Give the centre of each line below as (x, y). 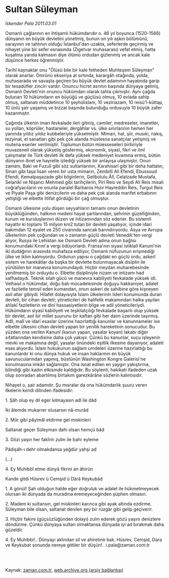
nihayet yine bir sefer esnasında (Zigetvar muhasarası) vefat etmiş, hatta (80, 49)
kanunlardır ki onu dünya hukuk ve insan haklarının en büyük (68, 353)
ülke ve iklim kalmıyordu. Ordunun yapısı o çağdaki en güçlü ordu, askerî (80, 257)
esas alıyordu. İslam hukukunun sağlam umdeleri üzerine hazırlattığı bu (79, 348)
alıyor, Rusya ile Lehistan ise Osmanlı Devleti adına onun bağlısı (71, 240)
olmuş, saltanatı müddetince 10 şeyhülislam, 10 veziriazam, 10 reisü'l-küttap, (84, 102)
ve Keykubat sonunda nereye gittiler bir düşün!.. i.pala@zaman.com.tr (78, 545)
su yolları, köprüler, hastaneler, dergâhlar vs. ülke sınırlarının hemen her (79, 128)
